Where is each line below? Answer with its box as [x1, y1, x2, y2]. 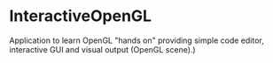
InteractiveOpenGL [9, 6, 152, 26]
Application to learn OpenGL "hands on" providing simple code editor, [9, 35, 264, 45]
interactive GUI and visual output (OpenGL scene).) [9, 44, 197, 54]
